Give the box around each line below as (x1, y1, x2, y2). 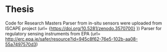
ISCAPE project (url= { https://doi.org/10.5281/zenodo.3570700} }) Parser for (5, 25, 162, 31)
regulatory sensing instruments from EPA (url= (5, 30, 101, 36)
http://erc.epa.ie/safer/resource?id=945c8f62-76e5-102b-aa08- (5, 36, 138, 42)
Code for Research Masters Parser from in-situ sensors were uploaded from (5, 20, 162, 26)
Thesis (5, 3, 34, 15)
